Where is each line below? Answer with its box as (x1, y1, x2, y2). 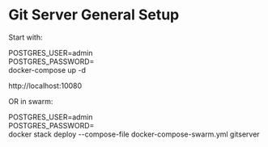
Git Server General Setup (8, 6, 180, 24)
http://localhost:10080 (8, 81, 83, 90)
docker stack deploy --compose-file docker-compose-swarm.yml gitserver (8, 129, 261, 139)
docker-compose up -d (8, 65, 87, 74)
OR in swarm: (8, 96, 53, 106)
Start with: (8, 32, 43, 42)
